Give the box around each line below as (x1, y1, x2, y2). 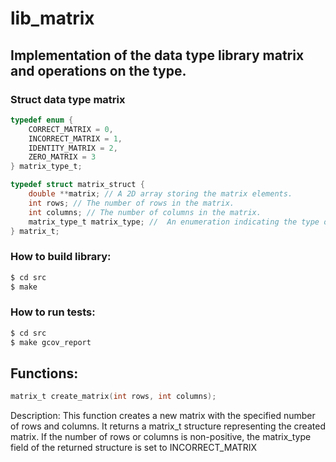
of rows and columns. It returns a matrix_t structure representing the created (10, 420, 326, 432)
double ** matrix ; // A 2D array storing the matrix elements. (28, 189, 293, 199)
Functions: (10, 365, 79, 382)
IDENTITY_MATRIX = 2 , (28, 143, 118, 153)
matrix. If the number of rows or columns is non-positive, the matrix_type (10, 431, 312, 443)
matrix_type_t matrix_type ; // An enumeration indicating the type (28, 217, 320, 227)
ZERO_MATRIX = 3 (28, 152, 97, 162)
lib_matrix (10, 7, 95, 30)
